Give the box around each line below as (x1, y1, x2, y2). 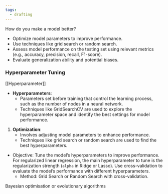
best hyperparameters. (20, 142, 68, 148)
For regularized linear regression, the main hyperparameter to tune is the (12, 157, 163, 163)
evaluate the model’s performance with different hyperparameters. (12, 168, 150, 174)
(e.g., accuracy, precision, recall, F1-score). (12, 51, 102, 57)
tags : (5, 7, 17, 12)
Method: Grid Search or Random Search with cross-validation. (20, 173, 149, 179)
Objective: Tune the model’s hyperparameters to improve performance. (12, 152, 159, 158)
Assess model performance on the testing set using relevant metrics (12, 46, 154, 52)
